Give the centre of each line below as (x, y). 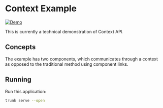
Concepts (20, 47)
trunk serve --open (25, 100)
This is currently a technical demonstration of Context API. (65, 31)
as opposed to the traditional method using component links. (67, 64)
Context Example (41, 9)
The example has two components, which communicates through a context (81, 59)
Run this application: (26, 91)
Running (18, 80)
